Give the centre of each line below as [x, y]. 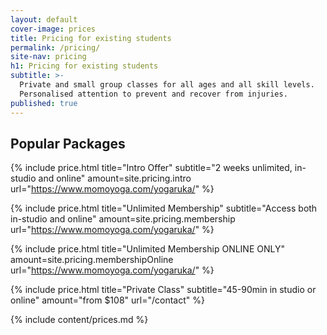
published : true [44, 103]
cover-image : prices [53, 29]
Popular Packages [68, 143]
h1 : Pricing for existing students [84, 66]
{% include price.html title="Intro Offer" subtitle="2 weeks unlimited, [151, 168]
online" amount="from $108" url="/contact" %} [107, 300]
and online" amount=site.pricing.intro [115, 178]
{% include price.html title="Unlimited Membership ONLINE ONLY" [147, 249]
